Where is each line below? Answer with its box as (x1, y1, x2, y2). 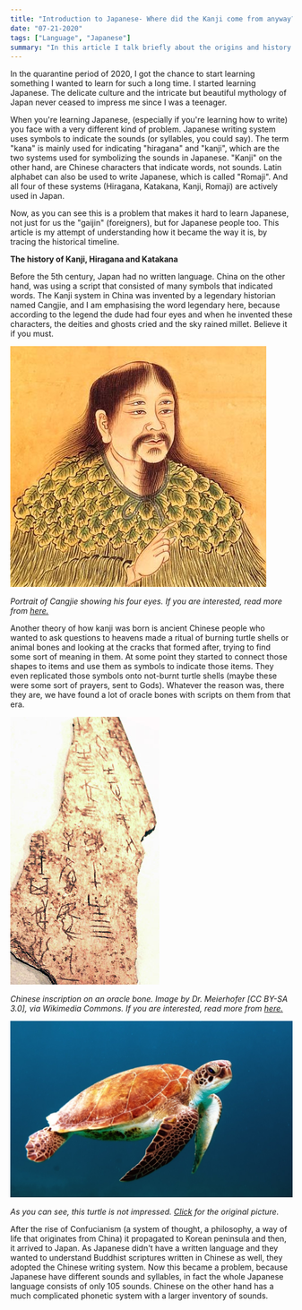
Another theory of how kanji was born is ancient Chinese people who (10, 623, 265, 633)
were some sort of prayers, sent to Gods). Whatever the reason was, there (10, 680, 285, 691)
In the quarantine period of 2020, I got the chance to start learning (10, 68, 255, 80)
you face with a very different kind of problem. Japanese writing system (10, 124, 276, 134)
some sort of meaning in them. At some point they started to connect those (10, 651, 288, 662)
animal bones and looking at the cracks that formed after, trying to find (10, 642, 272, 653)
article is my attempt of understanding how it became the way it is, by (10, 227, 268, 237)
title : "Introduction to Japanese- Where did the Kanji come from (10, 14, 263, 23)
